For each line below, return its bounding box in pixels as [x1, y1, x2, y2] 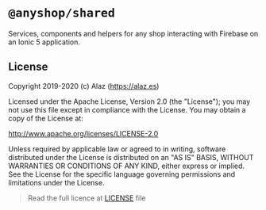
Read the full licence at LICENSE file [27, 193, 146, 203]
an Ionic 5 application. [8, 37, 81, 47]
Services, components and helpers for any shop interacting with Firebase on [8, 29, 259, 38]
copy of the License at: [8, 113, 83, 123]
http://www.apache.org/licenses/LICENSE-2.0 [8, 128, 159, 138]
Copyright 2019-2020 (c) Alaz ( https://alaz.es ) [8, 81, 160, 90]
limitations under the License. [8, 178, 105, 187]
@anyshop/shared [8, 6, 115, 21]
